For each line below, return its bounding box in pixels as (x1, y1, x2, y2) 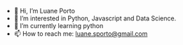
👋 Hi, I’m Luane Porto (13, 7, 76, 15)
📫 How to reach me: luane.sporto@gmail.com (13, 30, 148, 38)
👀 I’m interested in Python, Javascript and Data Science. (13, 14, 177, 22)
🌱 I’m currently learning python (13, 22, 104, 30)
